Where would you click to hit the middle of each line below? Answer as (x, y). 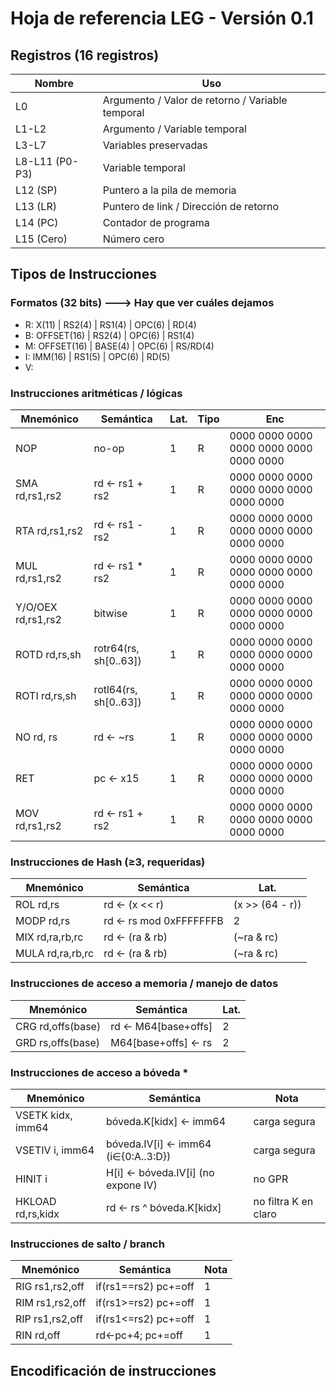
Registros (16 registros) (85, 55)
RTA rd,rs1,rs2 (49, 530)
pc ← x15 (116, 778)
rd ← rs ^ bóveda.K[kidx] (164, 1207)
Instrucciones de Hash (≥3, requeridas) (108, 862)
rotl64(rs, (115, 689)
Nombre (54, 83)
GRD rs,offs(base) (57, 1042)
